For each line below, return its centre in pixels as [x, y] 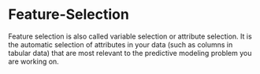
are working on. [33, 61]
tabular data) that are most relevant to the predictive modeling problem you [130, 53]
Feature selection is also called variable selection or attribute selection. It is [130, 36]
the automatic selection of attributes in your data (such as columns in [121, 44]
